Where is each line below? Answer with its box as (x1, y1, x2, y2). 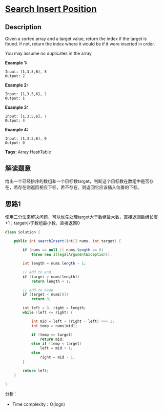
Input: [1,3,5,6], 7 (5, 114, 47, 119)
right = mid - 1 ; (40, 355, 76, 360)
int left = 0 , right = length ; (22, 306, 86, 310)
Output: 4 (5, 118, 25, 123)
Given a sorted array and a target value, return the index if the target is (5, 36, 147, 41)
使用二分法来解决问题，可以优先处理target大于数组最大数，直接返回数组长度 (5, 214, 158, 220)
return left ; (22, 368, 49, 373)
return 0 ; (31, 297, 51, 302)
